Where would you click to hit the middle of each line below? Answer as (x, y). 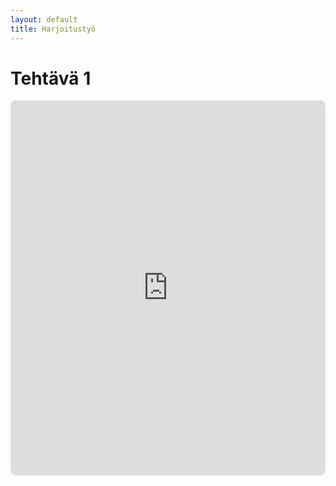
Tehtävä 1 (51, 78)
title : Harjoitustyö (53, 29)
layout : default (44, 19)
